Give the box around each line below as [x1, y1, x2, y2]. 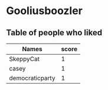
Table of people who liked [6, 28, 102, 38]
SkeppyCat [9, 55, 40, 63]
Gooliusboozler [6, 4, 83, 18]
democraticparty [9, 74, 55, 82]
